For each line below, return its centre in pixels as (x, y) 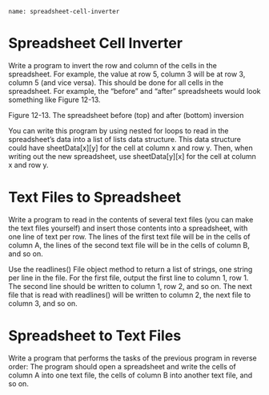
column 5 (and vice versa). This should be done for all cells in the (116, 82)
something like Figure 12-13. (54, 100)
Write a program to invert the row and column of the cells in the (113, 65)
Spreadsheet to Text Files (95, 336)
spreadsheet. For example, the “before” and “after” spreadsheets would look (134, 91)
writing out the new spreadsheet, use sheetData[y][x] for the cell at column (132, 156)
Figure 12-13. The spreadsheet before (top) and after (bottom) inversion (126, 115)
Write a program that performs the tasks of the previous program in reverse (133, 358)
